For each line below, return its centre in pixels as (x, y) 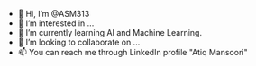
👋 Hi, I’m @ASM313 (54, 14)
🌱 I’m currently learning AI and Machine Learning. (110, 33)
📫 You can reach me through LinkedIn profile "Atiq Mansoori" (133, 52)
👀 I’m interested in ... (56, 23)
